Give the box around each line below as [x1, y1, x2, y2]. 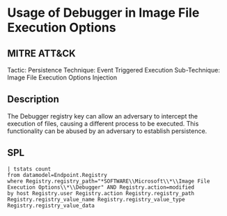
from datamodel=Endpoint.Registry [7, 171, 108, 178]
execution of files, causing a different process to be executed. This [7, 119, 199, 128]
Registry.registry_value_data [7, 202, 95, 209]
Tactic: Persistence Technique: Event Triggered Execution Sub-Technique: [7, 66, 221, 74]
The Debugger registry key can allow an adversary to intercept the [7, 111, 198, 120]
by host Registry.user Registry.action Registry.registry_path [7, 190, 195, 196]
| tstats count [7, 165, 52, 172]
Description [7, 93, 59, 105]
